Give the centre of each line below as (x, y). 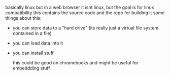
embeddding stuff (31, 68)
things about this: (23, 18)
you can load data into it (38, 43)
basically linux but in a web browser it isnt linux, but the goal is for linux (80, 7)
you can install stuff (33, 53)
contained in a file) (32, 33)
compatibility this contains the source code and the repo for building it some (85, 13)
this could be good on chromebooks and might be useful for (75, 63)
